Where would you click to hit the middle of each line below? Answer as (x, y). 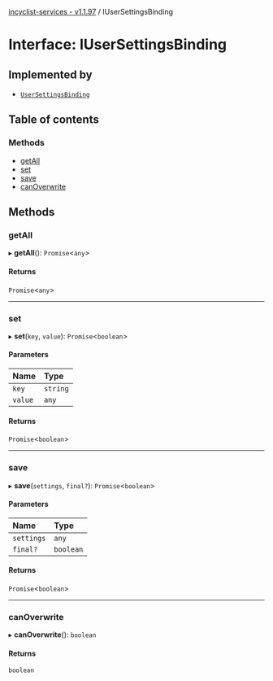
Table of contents (54, 120)
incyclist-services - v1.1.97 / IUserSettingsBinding (91, 12)
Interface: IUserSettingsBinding (118, 45)
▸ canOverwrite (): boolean (52, 635)
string (56, 389)
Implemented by (50, 74)
